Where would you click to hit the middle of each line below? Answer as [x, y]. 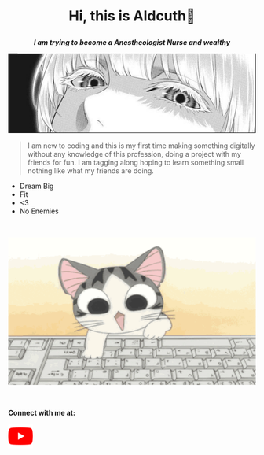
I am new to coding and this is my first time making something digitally [141, 146]
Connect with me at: [42, 413]
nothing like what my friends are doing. [91, 171]
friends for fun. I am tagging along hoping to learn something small [136, 163]
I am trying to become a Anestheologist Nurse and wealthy [132, 43]
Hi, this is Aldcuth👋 [132, 16]
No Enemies [39, 211]
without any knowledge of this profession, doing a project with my [134, 154]
